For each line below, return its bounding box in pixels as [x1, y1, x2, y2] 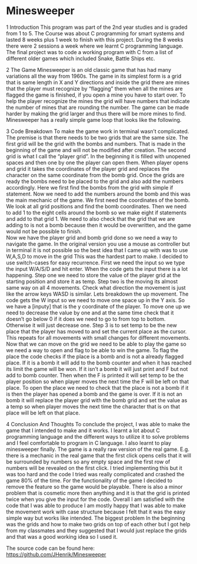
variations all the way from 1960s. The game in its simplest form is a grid [6, 72, 182, 79]
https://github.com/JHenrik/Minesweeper [6, 550, 106, 558]
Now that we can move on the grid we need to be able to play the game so [6, 340, 186, 347]
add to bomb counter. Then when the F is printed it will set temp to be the [6, 371, 184, 379]
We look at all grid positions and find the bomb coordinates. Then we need [6, 203, 187, 210]
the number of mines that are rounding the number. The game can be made [6, 104, 189, 111]
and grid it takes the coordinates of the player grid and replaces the [6, 165, 169, 172]
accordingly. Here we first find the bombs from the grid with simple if [6, 184, 173, 191]
